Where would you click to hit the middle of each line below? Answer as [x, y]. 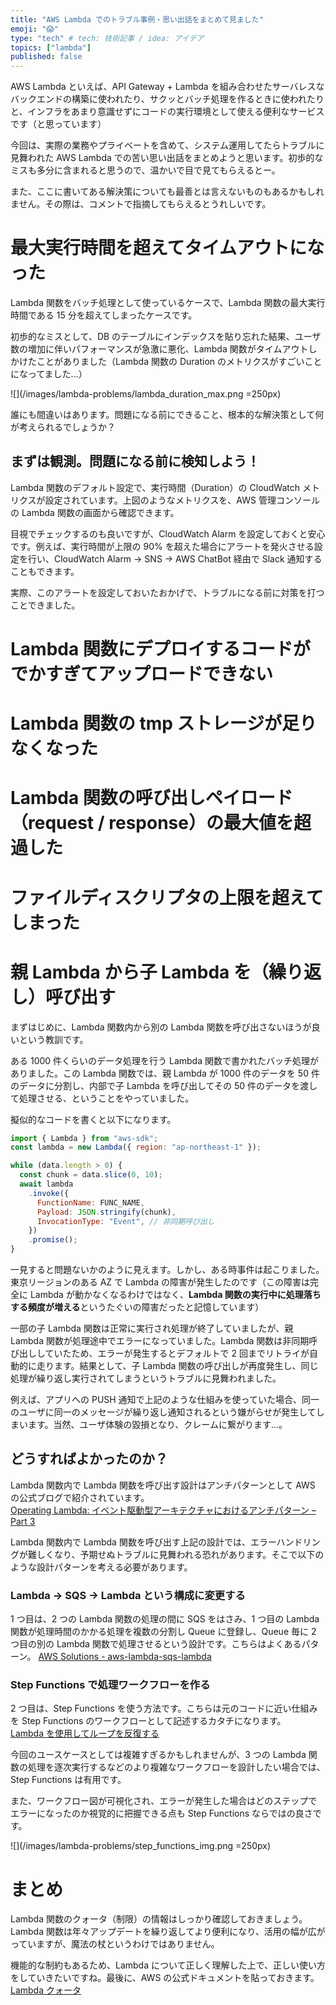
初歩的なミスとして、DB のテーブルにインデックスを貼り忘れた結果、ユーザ [166, 337]
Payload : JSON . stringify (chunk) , [106, 1212]
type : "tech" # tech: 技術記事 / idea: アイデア [107, 38]
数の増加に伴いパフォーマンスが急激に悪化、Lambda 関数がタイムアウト [159, 349]
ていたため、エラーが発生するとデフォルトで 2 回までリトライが [177, 1353]
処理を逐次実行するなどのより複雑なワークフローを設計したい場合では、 [176, 1767]
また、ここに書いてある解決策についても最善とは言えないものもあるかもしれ [167, 192]
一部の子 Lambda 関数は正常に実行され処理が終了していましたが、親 [152, 1328]
